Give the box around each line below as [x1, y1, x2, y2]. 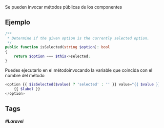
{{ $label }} [14, 86, 41, 91]
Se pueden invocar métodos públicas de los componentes [5, 4, 122, 10]
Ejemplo [5, 18, 30, 26]
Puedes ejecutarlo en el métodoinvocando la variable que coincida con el [5, 67, 153, 73]
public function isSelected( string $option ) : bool [5, 45, 110, 50]
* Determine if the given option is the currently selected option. [7, 36, 150, 41]
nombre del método [5, 72, 45, 78]
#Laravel [5, 118, 23, 124]
